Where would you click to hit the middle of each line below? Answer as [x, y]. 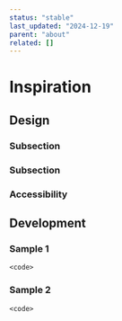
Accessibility [39, 194]
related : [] [31, 43]
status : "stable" [42, 18]
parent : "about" [39, 34]
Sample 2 [30, 290]
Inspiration [50, 87]
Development [48, 223]
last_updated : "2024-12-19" [62, 26]
